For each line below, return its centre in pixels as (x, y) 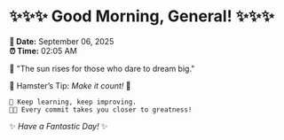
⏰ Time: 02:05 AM (43, 51)
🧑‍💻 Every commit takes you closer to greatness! (101, 109)
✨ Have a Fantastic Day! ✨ (59, 126)
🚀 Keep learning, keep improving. (73, 102)
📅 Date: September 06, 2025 (62, 41)
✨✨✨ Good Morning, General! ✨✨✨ (142, 16)
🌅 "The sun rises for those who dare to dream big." (102, 68)
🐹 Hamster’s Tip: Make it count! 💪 (70, 85)
